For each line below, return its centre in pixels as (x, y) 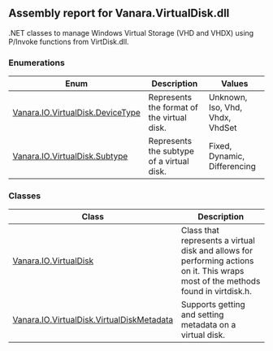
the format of (173, 107)
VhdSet (223, 128)
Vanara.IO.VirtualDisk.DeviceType (76, 113)
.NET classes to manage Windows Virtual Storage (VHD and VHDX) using (131, 32)
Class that (200, 231)
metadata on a (209, 325)
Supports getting (213, 305)
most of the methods (221, 281)
